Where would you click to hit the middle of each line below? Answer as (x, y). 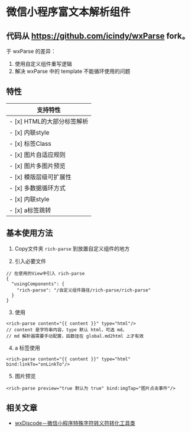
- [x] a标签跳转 (30, 210)
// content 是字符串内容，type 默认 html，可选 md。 (67, 329)
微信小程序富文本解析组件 (69, 12)
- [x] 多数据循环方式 (38, 188)
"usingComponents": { (38, 284)
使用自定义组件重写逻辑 (43, 64)
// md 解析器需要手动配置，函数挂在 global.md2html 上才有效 (75, 336)
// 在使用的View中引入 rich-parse (46, 273)
